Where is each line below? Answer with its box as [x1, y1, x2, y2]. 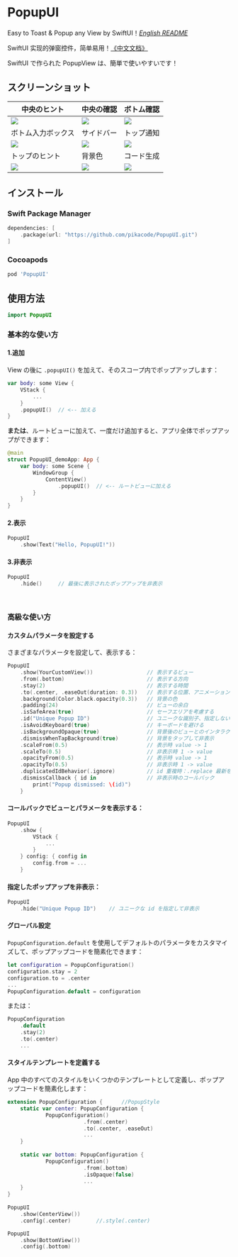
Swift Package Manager [7, 209, 91, 218]
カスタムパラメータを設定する [7, 631, 94, 639]
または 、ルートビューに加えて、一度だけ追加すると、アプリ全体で [7, 426, 200, 435]
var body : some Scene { [20, 463, 91, 470]
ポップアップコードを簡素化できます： [31, 948, 144, 956]
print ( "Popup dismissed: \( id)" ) [33, 781, 132, 788]
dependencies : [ [7, 225, 55, 232]
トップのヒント [11, 150, 62, 160]
